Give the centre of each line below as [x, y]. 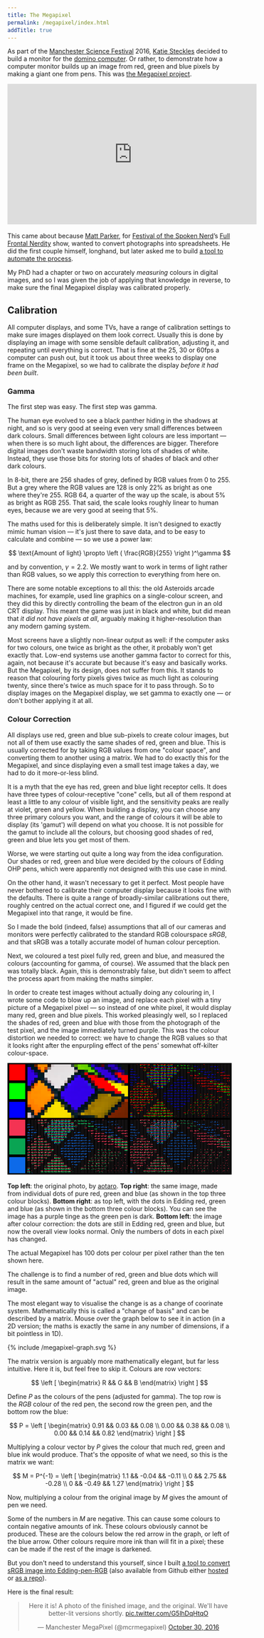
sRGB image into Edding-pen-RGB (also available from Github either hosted [118, 1570]
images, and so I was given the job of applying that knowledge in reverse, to [119, 280]
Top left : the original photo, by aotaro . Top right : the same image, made [113, 1185]
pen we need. [27, 1505]
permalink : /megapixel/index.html [59, 22]
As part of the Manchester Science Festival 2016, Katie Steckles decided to [117, 51]
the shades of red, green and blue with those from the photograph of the [114, 1022]
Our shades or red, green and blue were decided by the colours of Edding [116, 861]
